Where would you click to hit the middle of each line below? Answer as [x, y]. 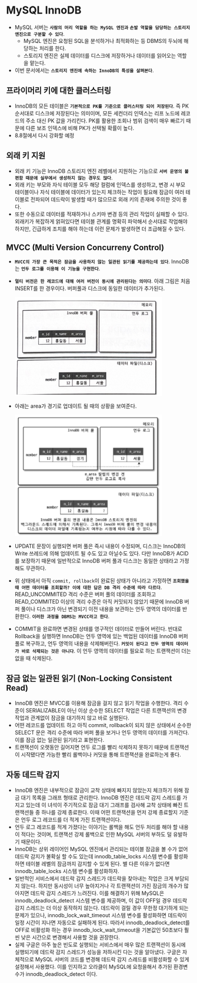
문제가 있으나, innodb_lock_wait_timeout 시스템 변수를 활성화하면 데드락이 [101, 915]
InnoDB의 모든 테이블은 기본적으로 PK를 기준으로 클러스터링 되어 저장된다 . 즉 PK [102, 106]
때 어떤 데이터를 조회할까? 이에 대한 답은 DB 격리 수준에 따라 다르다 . [88, 587]
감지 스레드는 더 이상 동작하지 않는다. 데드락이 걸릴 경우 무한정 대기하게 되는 [102, 908]
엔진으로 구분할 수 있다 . [39, 34]
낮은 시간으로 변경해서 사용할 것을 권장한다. [71, 937]
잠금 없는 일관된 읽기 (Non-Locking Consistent [89, 679]
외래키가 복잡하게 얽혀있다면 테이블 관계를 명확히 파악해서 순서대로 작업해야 [101, 221]
